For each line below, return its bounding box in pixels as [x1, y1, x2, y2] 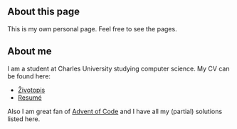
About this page [7, 6, 80, 18]
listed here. [7, 114, 41, 123]
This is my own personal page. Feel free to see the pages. [7, 24, 177, 33]
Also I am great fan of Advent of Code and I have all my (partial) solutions [7, 107, 223, 115]
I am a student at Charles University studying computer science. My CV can [7, 64, 230, 73]
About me [7, 46, 52, 58]
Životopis [17, 86, 46, 94]
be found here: [7, 71, 51, 81]
